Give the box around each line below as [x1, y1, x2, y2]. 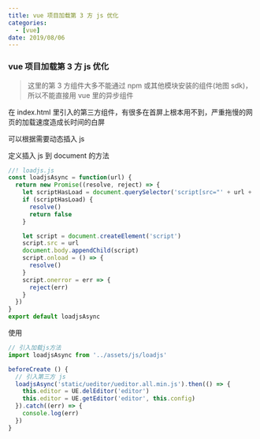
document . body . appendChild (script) [22, 246, 139, 255]
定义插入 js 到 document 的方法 [8, 151, 110, 160]
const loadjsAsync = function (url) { [8, 174, 132, 182]
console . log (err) [22, 410, 80, 418]
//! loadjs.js [8, 167, 55, 174]
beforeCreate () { [8, 365, 69, 373]
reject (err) [28, 283, 69, 291]
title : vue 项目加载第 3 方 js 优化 [8, 11, 119, 20]
